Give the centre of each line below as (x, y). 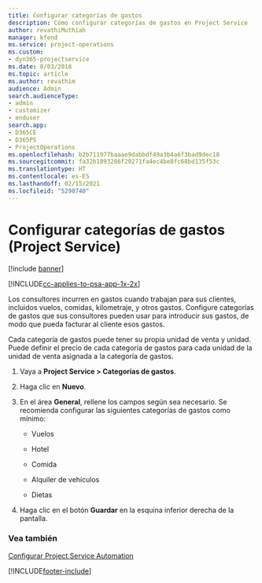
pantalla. (33, 518)
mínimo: (32, 419)
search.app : (28, 125)
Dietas (42, 494)
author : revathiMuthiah (47, 30)
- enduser (24, 118)
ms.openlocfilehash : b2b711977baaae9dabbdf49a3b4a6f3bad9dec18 (114, 154)
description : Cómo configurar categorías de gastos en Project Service (128, 23)
